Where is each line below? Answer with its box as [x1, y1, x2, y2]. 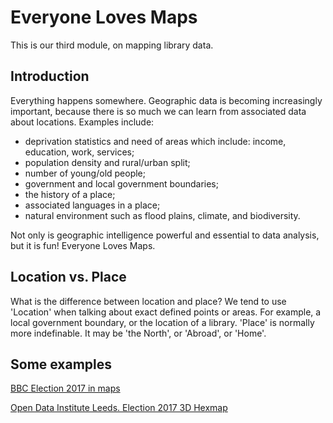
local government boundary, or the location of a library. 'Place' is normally [10, 316, 315, 328]
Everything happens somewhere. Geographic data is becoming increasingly [10, 94, 323, 106]
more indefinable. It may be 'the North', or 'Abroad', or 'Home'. [10, 327, 267, 339]
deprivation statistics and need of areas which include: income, [24, 135, 287, 147]
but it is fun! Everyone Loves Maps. [10, 239, 156, 251]
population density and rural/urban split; [24, 156, 191, 168]
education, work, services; [24, 146, 135, 158]
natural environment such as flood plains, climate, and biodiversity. [24, 209, 301, 221]
